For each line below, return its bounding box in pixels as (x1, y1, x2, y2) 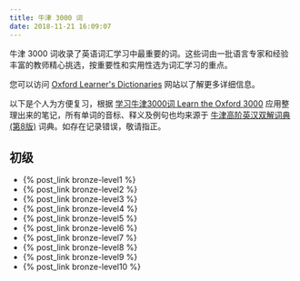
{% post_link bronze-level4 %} (22, 204, 138, 215)
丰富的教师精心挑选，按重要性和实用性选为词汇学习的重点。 (9, 59, 233, 70)
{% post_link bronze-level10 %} (22, 261, 141, 273)
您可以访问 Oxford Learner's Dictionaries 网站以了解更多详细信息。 (9, 78, 261, 89)
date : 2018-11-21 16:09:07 (9, 22, 112, 31)
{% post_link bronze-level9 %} (22, 252, 138, 263)
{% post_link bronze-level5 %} (22, 213, 138, 224)
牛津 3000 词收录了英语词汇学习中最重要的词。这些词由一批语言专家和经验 (9, 47, 289, 59)
